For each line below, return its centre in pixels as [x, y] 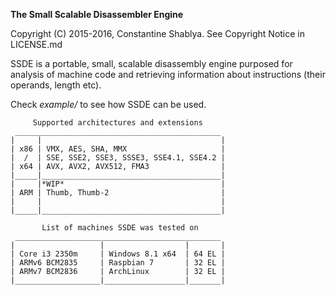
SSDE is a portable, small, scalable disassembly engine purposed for [151, 63]
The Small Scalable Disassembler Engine [97, 14]
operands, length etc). [56, 85]
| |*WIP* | [118, 184]
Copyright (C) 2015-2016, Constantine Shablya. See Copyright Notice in [158, 33]
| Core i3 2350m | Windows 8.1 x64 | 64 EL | [118, 254]
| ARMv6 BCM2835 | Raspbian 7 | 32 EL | [118, 263]
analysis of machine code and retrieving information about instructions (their [168, 74]
